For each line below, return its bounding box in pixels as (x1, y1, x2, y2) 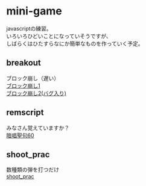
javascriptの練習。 (6, 25, 52, 32)
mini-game (6, 4, 62, 18)
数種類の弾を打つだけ (6, 166, 59, 173)
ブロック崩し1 (6, 82, 40, 89)
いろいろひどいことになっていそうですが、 (6, 32, 112, 40)
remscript (6, 107, 44, 118)
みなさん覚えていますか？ (6, 124, 70, 131)
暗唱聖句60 (6, 131, 34, 139)
